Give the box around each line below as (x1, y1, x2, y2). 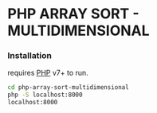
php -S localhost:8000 (7, 91, 83, 99)
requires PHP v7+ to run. (7, 68, 88, 78)
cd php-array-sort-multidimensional (7, 84, 129, 92)
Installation (7, 50, 53, 61)
